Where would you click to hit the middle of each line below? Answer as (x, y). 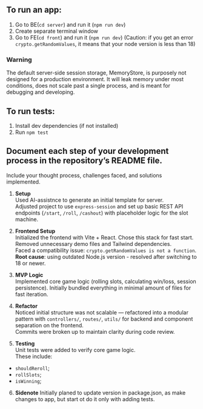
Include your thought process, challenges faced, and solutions (84, 175)
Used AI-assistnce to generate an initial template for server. (89, 200)
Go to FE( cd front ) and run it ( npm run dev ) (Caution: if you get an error (104, 37)
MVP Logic (29, 274)
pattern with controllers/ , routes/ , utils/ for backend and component (104, 319)
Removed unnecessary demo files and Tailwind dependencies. (93, 244)
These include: (34, 356)
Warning (19, 59)
